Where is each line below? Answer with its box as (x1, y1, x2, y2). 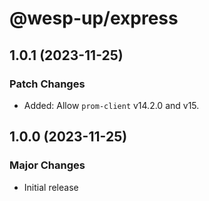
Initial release (23, 181, 79, 193)
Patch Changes (9, 77, 86, 91)
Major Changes (9, 158, 86, 172)
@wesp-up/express (9, 7, 179, 30)
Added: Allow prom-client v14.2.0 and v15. (23, 99, 200, 111)
